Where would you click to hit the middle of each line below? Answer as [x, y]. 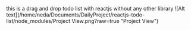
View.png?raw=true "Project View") [115, 21]
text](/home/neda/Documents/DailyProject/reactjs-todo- [76, 15]
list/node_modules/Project [38, 21]
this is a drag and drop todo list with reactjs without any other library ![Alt [96, 9]
